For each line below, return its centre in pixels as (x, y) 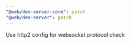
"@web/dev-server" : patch (39, 17)
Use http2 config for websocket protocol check (65, 34)
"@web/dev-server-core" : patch (46, 12)
